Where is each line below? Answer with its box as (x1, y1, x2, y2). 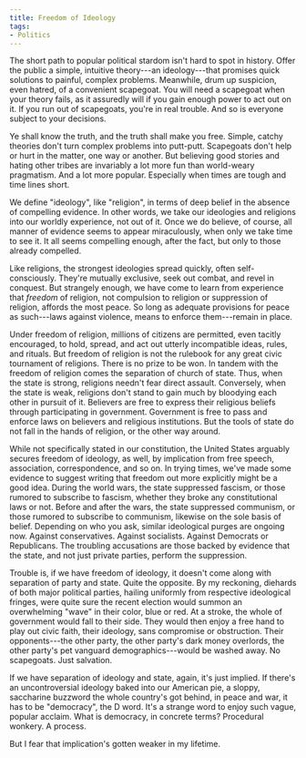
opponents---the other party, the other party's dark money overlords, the (9, 635, 285, 647)
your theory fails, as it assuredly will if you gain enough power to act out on (9, 94, 291, 105)
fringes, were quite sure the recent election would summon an (9, 597, 243, 608)
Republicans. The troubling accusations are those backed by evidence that (9, 540, 291, 551)
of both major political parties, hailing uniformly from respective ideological (9, 587, 291, 598)
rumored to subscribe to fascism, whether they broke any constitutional (9, 492, 278, 503)
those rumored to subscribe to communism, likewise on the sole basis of (9, 511, 282, 522)
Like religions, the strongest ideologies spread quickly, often (9, 263, 236, 274)
